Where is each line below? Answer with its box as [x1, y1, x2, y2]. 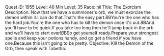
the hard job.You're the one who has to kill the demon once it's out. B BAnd [5, 19, 155, 25]
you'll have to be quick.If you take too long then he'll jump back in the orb [5, 25, 154, 31]
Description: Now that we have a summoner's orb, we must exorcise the [5, 9, 151, 15]
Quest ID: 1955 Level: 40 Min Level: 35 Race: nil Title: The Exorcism [5, 4, 141, 10]
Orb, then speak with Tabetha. [5, 46, 66, 51]
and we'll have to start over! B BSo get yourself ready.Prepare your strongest [5, 30, 158, 36]
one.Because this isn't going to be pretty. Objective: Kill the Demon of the [5, 40, 154, 46]
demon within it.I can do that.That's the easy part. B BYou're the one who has [5, 15, 159, 20]
